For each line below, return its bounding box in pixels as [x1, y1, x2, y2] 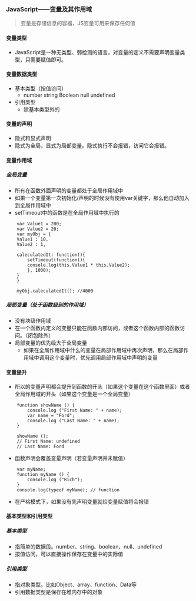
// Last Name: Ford [16, 444, 65, 449]
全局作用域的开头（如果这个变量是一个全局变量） [14, 390, 134, 398]
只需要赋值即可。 [25, 56, 67, 63]
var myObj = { [16, 231, 51, 237]
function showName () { [16, 402, 75, 408]
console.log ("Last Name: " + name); [27, 418, 119, 423]
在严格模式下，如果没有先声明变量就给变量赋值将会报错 [14, 498, 149, 505]
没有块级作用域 [14, 317, 51, 324]
